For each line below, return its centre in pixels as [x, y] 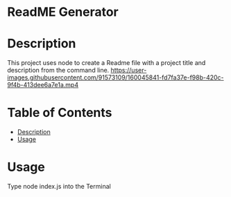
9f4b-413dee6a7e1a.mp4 [43, 85]
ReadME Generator [63, 12]
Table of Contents [60, 113]
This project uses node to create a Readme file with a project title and [106, 63]
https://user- [129, 71]
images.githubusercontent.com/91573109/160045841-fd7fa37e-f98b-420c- [115, 77]
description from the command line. [58, 71]
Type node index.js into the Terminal [59, 186]
